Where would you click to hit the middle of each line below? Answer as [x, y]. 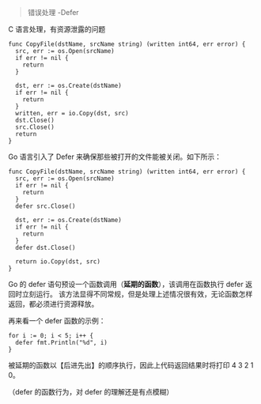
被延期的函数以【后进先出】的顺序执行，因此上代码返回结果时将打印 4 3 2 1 [131, 365]
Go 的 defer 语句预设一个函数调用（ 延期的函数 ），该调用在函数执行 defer [126, 284]
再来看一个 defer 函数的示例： [57, 321]
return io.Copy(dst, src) [58, 262]
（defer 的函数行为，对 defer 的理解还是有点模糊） [91, 392]
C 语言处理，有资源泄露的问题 [57, 29]
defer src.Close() [46, 206]
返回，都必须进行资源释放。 [53, 304]
